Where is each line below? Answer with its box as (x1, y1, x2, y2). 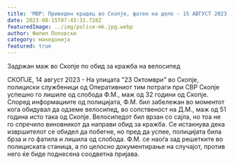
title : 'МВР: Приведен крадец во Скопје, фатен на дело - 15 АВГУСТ (7, 10, 212, 17)
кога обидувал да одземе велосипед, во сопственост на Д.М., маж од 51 (7, 106, 226, 113)
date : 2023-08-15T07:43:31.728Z (7, 17, 102, 24)
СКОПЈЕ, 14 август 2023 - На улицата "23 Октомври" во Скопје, (7, 76, 200, 84)
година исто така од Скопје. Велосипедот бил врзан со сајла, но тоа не (7, 113, 221, 121)
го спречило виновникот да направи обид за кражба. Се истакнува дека (7, 120, 226, 128)
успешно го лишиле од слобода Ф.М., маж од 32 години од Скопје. (7, 90, 209, 99)
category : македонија (7, 36, 71, 43)
